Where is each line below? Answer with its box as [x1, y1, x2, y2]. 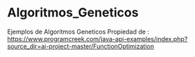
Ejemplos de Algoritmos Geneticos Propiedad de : [7, 27, 149, 36]
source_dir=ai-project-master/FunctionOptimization [7, 42, 155, 50]
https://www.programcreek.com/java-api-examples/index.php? [7, 34, 188, 43]
